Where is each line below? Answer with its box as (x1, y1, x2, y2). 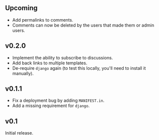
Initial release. (5, 130, 33, 136)
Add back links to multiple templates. (12, 60, 88, 66)
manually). (12, 70, 34, 76)
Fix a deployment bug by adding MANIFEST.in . (12, 98, 105, 104)
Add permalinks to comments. (12, 17, 73, 23)
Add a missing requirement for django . (12, 103, 90, 109)
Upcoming (5, 4, 38, 12)
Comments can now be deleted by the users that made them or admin (12, 22, 154, 28)
